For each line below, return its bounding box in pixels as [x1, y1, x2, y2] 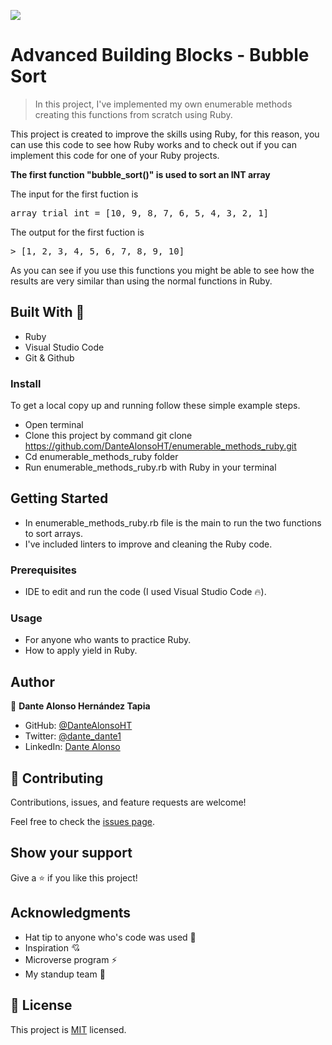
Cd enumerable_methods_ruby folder [24, 451, 179, 463]
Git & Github [24, 351, 75, 364]
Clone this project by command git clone [24, 430, 193, 442]
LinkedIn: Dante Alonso [24, 741, 121, 753]
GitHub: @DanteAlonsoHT [24, 720, 133, 732]
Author [10, 673, 55, 690]
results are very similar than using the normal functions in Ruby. [10, 275, 273, 287]
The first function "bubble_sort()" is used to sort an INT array [10, 168, 271, 180]
